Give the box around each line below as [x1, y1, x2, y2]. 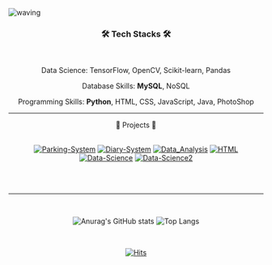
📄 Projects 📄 [115, 120, 156, 130]
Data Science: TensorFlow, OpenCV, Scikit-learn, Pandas [41, 66, 231, 75]
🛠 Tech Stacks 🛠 [100, 28, 172, 40]
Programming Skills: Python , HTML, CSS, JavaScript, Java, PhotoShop [17, 97, 255, 107]
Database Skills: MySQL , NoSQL [82, 81, 190, 91]
